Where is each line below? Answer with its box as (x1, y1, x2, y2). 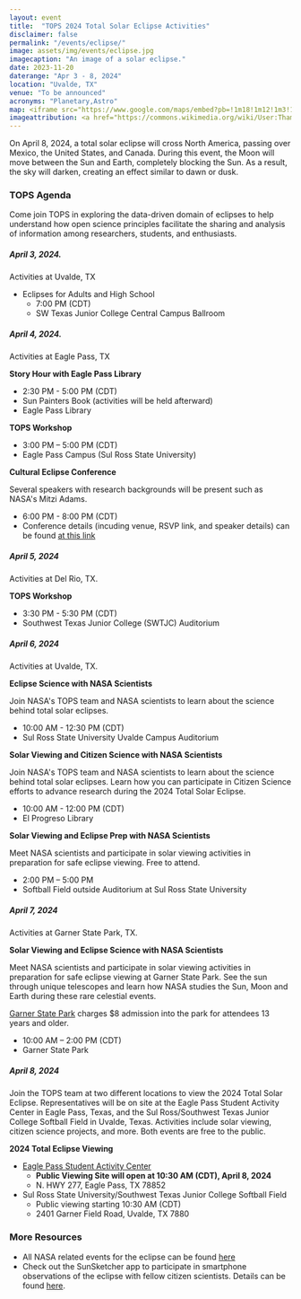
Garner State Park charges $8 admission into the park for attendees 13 (9, 1008, 271, 1019)
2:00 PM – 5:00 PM (21, 874, 94, 885)
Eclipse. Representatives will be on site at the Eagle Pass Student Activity (9, 1097, 279, 1109)
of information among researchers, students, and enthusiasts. (9, 228, 237, 239)
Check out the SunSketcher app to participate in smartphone (21, 1260, 247, 1271)
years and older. (9, 1018, 69, 1029)
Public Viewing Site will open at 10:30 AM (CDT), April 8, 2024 (35, 1171, 271, 1181)
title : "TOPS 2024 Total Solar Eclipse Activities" (9, 22, 211, 31)
